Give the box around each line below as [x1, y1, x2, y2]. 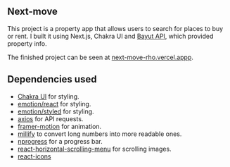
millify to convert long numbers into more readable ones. [17, 130, 182, 138]
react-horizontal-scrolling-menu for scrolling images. [17, 144, 172, 153]
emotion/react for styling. [17, 99, 91, 108]
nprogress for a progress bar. [17, 137, 103, 145]
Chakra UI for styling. [17, 92, 79, 101]
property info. [7, 39, 47, 48]
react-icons [17, 151, 51, 161]
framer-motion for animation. [17, 122, 102, 130]
